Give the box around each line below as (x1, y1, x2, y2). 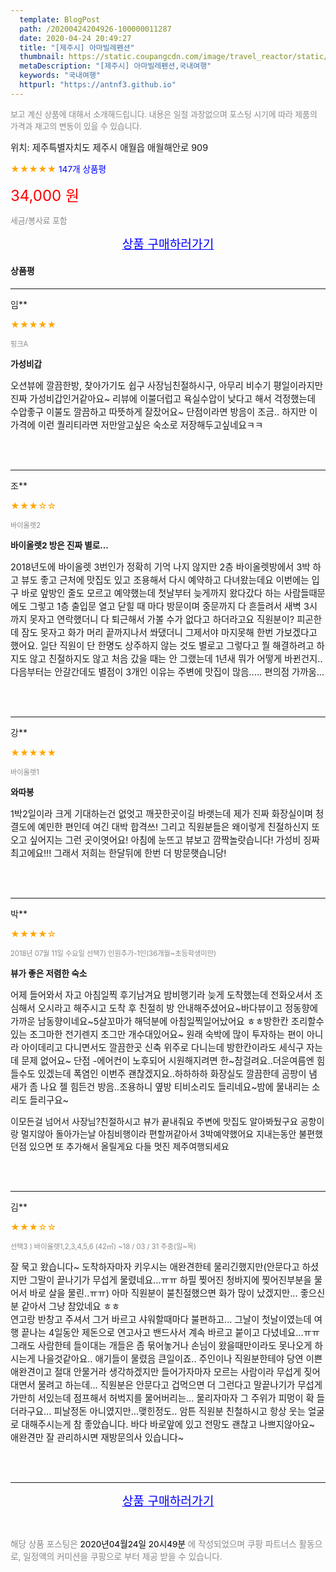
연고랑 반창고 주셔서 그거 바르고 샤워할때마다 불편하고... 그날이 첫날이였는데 (10, 1313, 312, 1325)
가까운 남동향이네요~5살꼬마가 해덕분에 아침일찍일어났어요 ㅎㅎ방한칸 (10, 1015, 289, 1027)
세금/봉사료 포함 (10, 215, 68, 226)
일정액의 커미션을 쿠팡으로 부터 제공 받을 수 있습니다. (23, 1551, 223, 1562)
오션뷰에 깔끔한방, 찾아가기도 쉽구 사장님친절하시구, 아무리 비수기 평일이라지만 (10, 379, 324, 391)
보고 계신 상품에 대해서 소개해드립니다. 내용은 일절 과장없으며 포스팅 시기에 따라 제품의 (10, 109, 318, 120)
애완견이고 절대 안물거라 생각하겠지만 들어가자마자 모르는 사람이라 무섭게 (10, 1366, 302, 1378)
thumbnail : (19, 52, 65, 62)
